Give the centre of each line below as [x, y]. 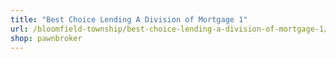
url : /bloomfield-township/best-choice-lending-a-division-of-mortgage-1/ [169, 29]
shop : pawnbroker [46, 38]
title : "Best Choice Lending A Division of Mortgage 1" [129, 19]
